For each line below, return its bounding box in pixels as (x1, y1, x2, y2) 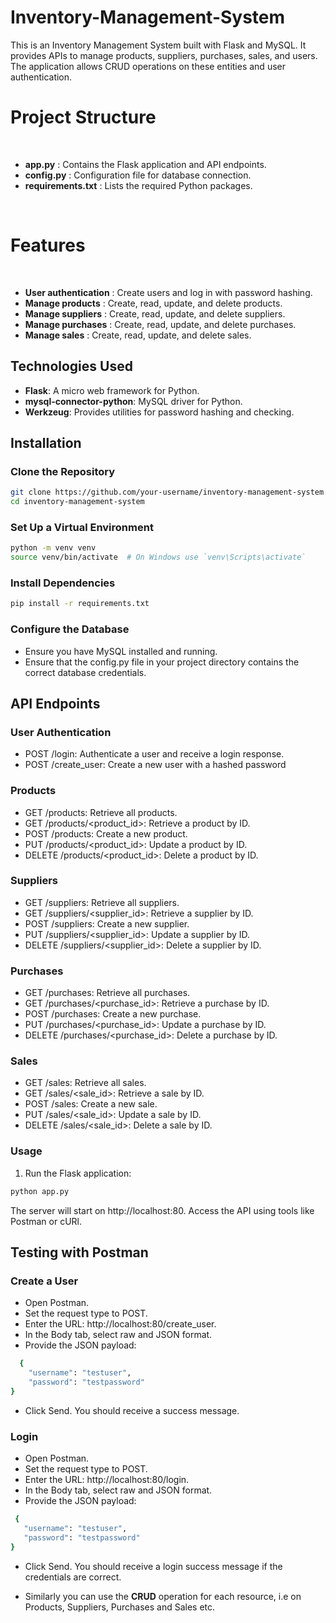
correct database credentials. (24, 666, 147, 678)
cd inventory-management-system (10, 497, 145, 507)
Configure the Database (10, 622, 130, 636)
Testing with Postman (10, 1244, 149, 1261)
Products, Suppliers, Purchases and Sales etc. (24, 1601, 216, 1613)
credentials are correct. (24, 1571, 122, 1583)
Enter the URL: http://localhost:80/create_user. (24, 1318, 217, 1330)
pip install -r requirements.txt (10, 599, 150, 609)
